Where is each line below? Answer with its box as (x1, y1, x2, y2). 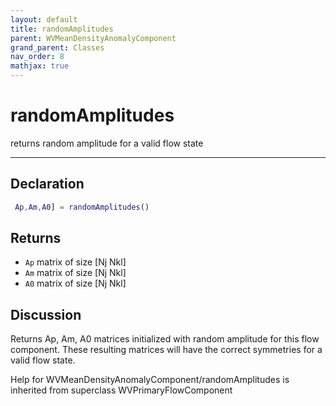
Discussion (10, 306, 82, 323)
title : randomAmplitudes (10, 24, 114, 34)
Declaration (10, 176, 85, 193)
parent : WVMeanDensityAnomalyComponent (10, 33, 177, 43)
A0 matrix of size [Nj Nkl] (24, 277, 127, 290)
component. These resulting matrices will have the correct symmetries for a (10, 344, 323, 356)
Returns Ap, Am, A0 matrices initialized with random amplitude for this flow (10, 333, 320, 345)
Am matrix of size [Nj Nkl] (24, 267, 127, 279)
